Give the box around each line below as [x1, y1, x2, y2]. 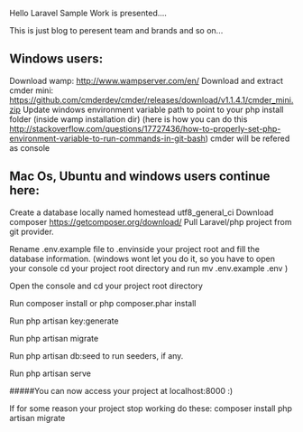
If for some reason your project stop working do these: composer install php [9, 402, 293, 414]
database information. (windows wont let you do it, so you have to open [9, 253, 276, 264]
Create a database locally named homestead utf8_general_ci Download [9, 207, 274, 218]
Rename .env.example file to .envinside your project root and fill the [9, 243, 260, 254]
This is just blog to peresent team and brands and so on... [9, 25, 224, 35]
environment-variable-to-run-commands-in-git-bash [9, 133, 206, 144]
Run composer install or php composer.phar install [9, 297, 197, 308]
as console [9, 142, 50, 153]
